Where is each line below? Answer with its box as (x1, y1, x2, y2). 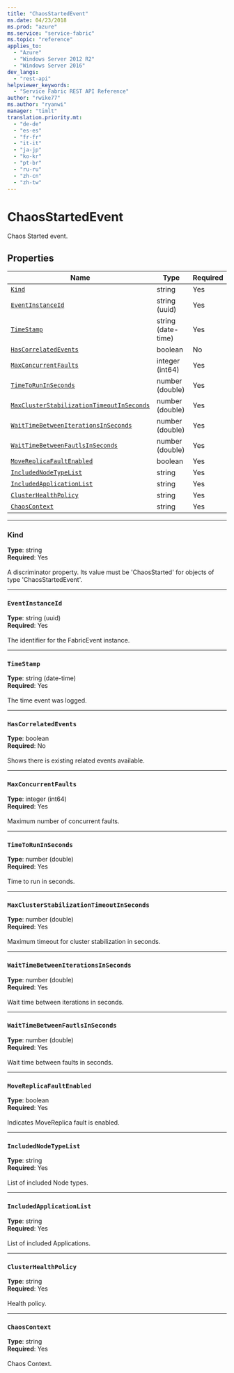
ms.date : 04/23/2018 (7, 17, 68, 24)
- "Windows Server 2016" (13, 62, 86, 69)
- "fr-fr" (13, 133, 42, 140)
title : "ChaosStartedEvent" (7, 10, 89, 17)
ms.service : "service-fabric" (7, 29, 95, 37)
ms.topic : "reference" (7, 36, 73, 43)
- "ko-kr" (13, 153, 42, 160)
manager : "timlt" (7, 107, 58, 114)
